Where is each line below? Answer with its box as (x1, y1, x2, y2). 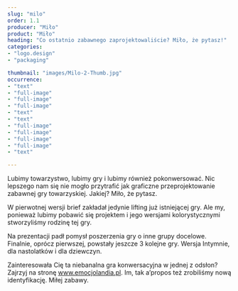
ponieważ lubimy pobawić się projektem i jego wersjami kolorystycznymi (7, 211, 220, 219)
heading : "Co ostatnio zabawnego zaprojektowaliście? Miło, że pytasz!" (7, 37, 227, 44)
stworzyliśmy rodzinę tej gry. (7, 218, 92, 227)
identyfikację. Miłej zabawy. (7, 276, 89, 285)
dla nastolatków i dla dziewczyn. (7, 247, 102, 256)
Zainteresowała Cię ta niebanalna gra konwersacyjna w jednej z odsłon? (7, 260, 218, 270)
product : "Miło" (7, 30, 55, 38)
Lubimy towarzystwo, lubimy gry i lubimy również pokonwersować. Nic (7, 175, 215, 183)
